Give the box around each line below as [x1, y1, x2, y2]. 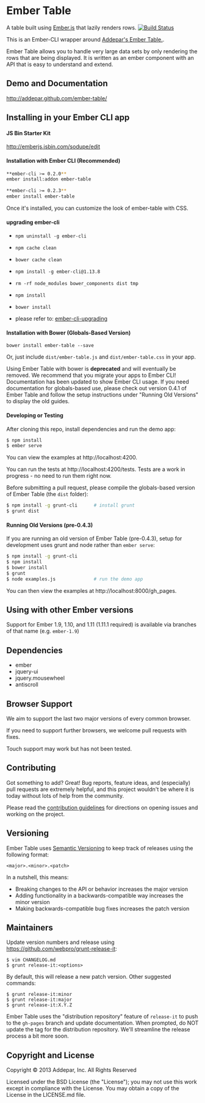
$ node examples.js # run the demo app [6, 576, 143, 582]
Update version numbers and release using [6, 938, 115, 946]
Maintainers [6, 923, 54, 933]
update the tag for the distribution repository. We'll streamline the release [6, 1026, 190, 1033]
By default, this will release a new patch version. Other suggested [6, 973, 171, 981]
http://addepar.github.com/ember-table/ [6, 94, 107, 102]
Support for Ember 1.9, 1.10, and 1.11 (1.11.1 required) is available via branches [6, 621, 197, 628]
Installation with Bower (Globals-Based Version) [6, 329, 131, 336]
